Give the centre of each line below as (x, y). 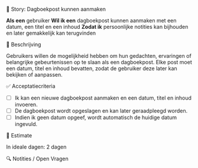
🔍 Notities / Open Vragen (38, 159)
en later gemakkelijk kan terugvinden (51, 33)
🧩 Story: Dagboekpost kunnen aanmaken (56, 9)
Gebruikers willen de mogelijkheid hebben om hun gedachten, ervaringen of (99, 56)
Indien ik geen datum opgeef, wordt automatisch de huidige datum (96, 117)
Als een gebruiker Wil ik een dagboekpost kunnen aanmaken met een (91, 20)
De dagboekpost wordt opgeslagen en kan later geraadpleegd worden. (101, 111)
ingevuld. (26, 124)
